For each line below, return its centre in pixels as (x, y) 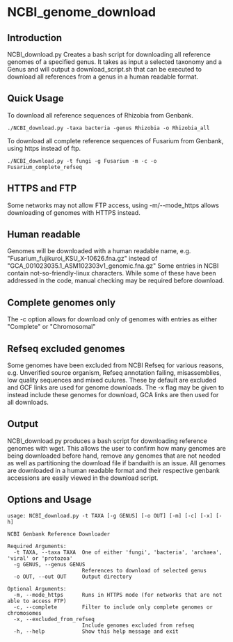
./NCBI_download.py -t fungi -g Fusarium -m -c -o (82, 161)
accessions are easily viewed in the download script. (83, 478)
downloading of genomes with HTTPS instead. (74, 212)
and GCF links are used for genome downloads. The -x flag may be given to (116, 387)
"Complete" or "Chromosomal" (51, 327)
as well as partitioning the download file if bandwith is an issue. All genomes (116, 463)
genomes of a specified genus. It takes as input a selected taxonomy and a (115, 62)
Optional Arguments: (37, 588)
